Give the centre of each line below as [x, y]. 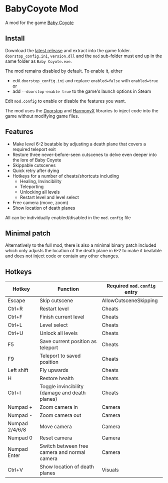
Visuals [110, 470]
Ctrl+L [15, 325]
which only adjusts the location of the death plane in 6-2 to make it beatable [83, 251]
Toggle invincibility [62, 387]
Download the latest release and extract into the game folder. [68, 50]
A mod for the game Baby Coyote [39, 23]
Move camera [56, 427]
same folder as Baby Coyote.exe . [38, 61]
